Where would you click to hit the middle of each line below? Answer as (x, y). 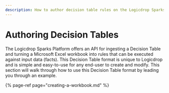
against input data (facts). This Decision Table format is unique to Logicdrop (84, 59)
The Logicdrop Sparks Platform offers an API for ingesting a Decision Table (83, 49)
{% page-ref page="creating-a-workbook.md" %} (57, 85)
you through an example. (31, 75)
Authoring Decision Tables (62, 34)
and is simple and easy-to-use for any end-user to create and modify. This (82, 65)
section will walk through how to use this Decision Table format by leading (82, 70)
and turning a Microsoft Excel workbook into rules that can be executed (79, 54)
